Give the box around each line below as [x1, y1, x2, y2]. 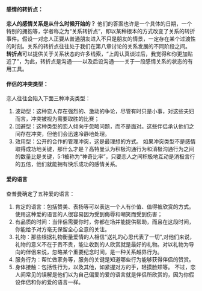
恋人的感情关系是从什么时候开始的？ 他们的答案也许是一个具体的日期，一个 [6, 20, 192, 27]
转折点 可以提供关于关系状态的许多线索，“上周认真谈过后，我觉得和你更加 [6, 50, 188, 57]
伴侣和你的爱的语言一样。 [20, 278, 84, 286]
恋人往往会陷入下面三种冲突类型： [6, 95, 91, 102]
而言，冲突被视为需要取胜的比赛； [14, 115, 100, 123]
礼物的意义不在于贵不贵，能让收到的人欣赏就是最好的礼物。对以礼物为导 [14, 240, 194, 248]
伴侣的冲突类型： [6, 80, 49, 88]
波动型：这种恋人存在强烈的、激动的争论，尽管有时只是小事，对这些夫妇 [14, 107, 194, 115]
